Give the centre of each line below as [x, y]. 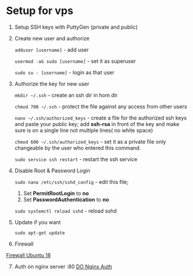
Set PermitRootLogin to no [56, 193]
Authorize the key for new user [52, 84]
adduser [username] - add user [52, 50]
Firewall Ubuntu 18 [28, 255]
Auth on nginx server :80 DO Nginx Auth [63, 266]
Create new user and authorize [52, 38]
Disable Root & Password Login [52, 171]
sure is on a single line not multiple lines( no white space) [84, 130]
